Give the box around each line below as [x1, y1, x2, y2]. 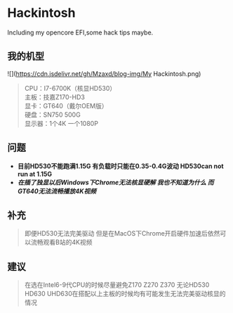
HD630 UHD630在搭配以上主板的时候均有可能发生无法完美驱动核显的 [24, 290, 226, 298]
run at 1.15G [17, 170, 53, 178]
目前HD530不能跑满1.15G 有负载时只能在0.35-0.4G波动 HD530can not [17, 162, 224, 170]
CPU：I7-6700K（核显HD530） [24, 84, 116, 92]
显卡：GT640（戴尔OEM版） [24, 101, 108, 110]
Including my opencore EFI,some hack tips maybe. [7, 28, 154, 37]
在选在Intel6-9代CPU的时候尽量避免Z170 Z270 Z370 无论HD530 [24, 281, 210, 289]
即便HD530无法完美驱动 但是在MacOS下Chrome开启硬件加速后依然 [24, 229, 220, 238]
